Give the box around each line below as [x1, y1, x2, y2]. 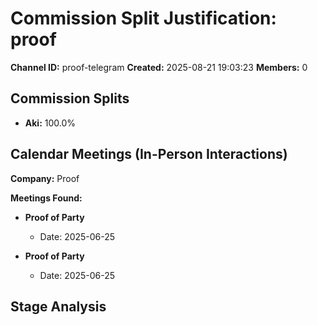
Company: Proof [10, 172, 80, 184]
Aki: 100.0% [24, 117, 77, 129]
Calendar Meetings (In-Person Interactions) [10, 146, 288, 163]
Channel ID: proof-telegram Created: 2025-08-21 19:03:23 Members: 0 [10, 61, 308, 73]
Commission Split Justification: [10, 7, 277, 30]
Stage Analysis [10, 298, 107, 315]
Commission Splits [10, 90, 130, 107]
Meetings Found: [10, 192, 83, 204]
